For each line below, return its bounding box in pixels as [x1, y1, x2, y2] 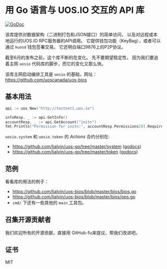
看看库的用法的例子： [5, 179, 49, 185]
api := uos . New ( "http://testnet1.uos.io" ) [5, 106, 94, 111]
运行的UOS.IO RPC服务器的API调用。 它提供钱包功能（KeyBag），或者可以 [9, 38, 161, 44]
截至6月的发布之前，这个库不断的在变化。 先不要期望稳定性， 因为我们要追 [5, 54, 159, 60]
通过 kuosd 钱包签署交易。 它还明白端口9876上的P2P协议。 [5, 44, 126, 50]
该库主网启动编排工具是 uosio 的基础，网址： [5, 71, 97, 77]
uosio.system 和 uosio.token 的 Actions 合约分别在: [5, 134, 110, 139]
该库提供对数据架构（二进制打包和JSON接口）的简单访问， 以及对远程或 [5, 31, 154, 37]
